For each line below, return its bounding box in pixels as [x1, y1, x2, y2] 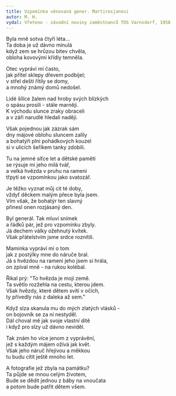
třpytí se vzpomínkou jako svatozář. [6, 173, 91, 181]
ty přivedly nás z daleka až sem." [6, 293, 86, 301]
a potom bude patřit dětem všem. [6, 383, 86, 390]
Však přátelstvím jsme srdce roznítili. [6, 234, 94, 241]
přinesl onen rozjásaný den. [6, 204, 73, 211]
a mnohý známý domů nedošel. [6, 84, 82, 91]
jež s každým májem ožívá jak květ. [6, 341, 91, 348]
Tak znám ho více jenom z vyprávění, [6, 335, 96, 342]
